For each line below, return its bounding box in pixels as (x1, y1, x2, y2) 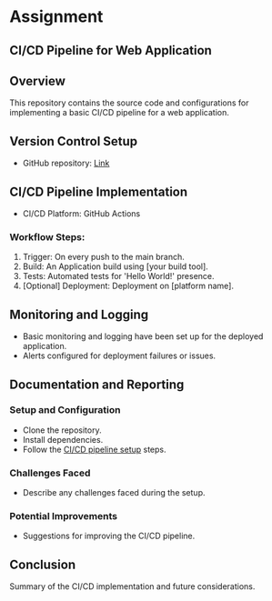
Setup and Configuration (9, 404, 121, 416)
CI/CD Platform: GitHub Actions (22, 208, 141, 219)
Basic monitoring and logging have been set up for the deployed (22, 331, 264, 342)
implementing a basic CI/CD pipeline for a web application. (9, 107, 229, 118)
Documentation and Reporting (9, 376, 185, 392)
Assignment (9, 6, 104, 27)
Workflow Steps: (9, 230, 86, 243)
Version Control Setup (9, 134, 138, 149)
